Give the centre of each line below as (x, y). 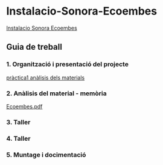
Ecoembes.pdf (24, 106)
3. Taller (18, 122)
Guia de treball (34, 47)
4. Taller (18, 138)
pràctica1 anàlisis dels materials (46, 78)
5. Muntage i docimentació (46, 155)
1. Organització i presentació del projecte (67, 64)
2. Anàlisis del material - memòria (56, 93)
